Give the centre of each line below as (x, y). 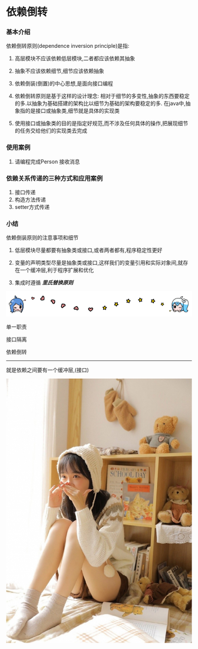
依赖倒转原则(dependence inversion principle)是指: (68, 46)
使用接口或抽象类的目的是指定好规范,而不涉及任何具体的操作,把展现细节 (101, 123)
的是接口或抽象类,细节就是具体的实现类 (72, 111)
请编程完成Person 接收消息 (47, 161)
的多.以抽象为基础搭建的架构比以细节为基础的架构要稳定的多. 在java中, (100, 103)
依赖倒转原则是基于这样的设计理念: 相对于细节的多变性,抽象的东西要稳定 (102, 96)
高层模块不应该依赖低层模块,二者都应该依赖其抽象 (75, 58)
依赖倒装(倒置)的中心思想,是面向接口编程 (64, 84)
